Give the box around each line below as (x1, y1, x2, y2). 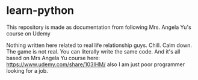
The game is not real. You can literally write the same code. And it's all (6, 48, 181, 55)
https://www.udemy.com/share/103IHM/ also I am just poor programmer (6, 61, 185, 68)
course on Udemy (6, 29, 51, 37)
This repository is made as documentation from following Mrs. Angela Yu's (6, 23, 191, 31)
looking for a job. (6, 67, 48, 74)
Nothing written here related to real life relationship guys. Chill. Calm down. (6, 42, 193, 49)
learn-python (6, 4, 74, 17)
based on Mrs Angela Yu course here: (6, 54, 101, 61)
